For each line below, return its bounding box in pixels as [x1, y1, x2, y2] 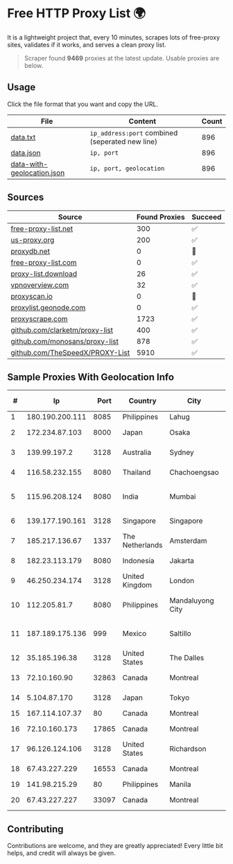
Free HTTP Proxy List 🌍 [7, 6, 146, 21]
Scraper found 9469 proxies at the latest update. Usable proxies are [24, 53, 220, 62]
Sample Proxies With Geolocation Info [7, 371, 175, 383]
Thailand [122, 467, 151, 477]
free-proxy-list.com [10, 257, 78, 267]
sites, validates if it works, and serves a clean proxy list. [7, 40, 166, 49]
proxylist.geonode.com [10, 302, 86, 312]
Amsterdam [169, 536, 207, 546]
